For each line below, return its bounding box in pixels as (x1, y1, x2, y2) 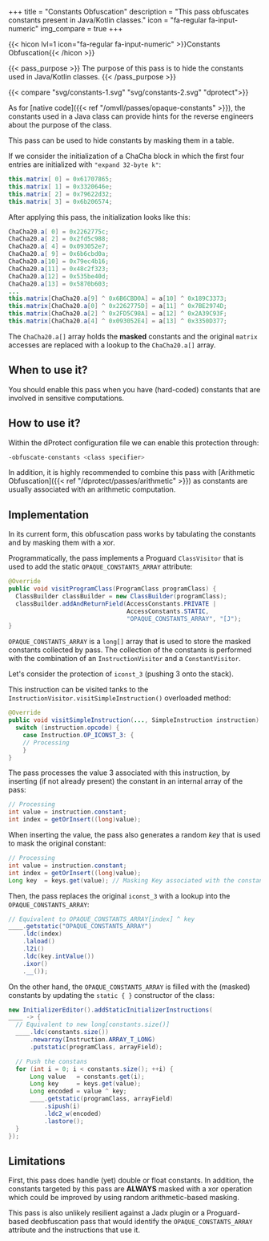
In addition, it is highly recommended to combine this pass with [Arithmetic (8, 468, 255, 477)
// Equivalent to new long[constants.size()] (15, 1020, 171, 1029)
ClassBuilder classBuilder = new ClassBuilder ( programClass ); (15, 592, 227, 600)
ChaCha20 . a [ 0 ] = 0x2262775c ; (8, 228, 110, 236)
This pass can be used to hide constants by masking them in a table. (8, 136, 235, 145)
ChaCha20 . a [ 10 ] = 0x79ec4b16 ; (8, 258, 110, 266)
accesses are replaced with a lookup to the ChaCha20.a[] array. (8, 340, 216, 350)
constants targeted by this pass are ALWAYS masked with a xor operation (8, 1184, 252, 1194)
